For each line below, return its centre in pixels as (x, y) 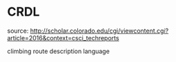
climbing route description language (59, 51)
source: (18, 31)
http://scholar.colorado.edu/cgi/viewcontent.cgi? (99, 31)
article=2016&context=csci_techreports (63, 37)
